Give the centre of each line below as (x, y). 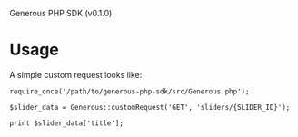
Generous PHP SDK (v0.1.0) (61, 13)
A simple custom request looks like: (76, 74)
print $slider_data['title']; (67, 123)
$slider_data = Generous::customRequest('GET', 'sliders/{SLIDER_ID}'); (150, 107)
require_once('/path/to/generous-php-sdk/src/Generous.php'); (129, 91)
